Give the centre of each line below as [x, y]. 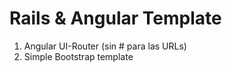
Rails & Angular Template [115, 18]
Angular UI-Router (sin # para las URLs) [105, 46]
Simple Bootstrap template [78, 56]
